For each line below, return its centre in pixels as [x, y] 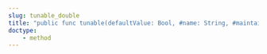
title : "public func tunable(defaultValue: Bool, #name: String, [118, 23]
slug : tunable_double [44, 15]
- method [37, 38]
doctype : [23, 30]
